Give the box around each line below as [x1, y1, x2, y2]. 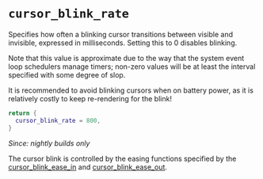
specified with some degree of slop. [8, 70, 126, 79]
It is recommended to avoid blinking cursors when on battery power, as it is [8, 86, 253, 95]
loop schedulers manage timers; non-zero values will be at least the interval [8, 62, 256, 71]
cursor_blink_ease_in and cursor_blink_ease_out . [8, 162, 168, 172]
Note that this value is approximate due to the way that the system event [8, 53, 245, 63]
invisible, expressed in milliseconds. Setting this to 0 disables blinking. [8, 38, 238, 48]
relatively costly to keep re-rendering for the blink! [8, 93, 173, 103]
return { [8, 109, 37, 117]
